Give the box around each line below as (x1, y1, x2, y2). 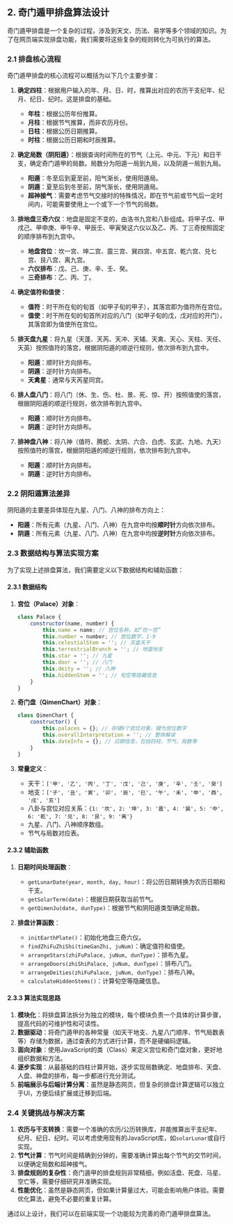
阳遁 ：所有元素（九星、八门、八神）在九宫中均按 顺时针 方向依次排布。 (17, 520, 219, 529)
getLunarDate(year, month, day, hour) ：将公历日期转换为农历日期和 (27, 877, 226, 886)
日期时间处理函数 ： (17, 862, 73, 871)
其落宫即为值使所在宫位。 (27, 320, 102, 328)
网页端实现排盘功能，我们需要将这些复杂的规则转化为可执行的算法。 (19, 35, 214, 43)
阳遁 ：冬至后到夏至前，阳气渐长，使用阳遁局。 (27, 174, 162, 182)
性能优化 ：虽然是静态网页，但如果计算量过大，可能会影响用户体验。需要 (17, 1186, 225, 1195)
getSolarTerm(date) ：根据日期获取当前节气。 (27, 895, 158, 903)
